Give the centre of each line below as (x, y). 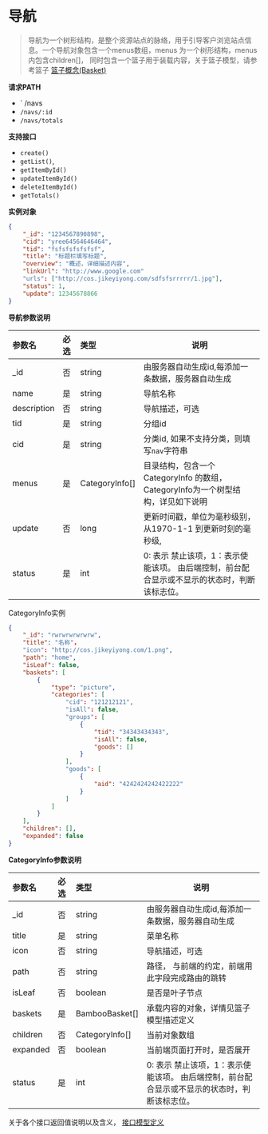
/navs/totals (41, 121)
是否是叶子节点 (175, 992)
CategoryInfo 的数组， (185, 477)
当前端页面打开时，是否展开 (199, 1050)
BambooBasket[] (107, 1013)
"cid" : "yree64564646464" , (67, 242)
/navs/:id (36, 112)
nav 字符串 (169, 450)
